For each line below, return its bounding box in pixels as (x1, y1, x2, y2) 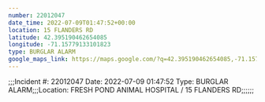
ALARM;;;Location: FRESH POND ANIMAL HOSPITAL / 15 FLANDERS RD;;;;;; (8, 85, 255, 94)
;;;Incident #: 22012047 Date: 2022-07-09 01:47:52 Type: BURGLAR (8, 76, 229, 86)
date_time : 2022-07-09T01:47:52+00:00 (8, 19, 136, 27)
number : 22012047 (8, 11, 65, 20)
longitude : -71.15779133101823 (8, 41, 111, 49)
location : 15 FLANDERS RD (8, 26, 93, 34)
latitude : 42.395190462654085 (8, 33, 108, 42)
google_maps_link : (8, 56, 69, 64)
